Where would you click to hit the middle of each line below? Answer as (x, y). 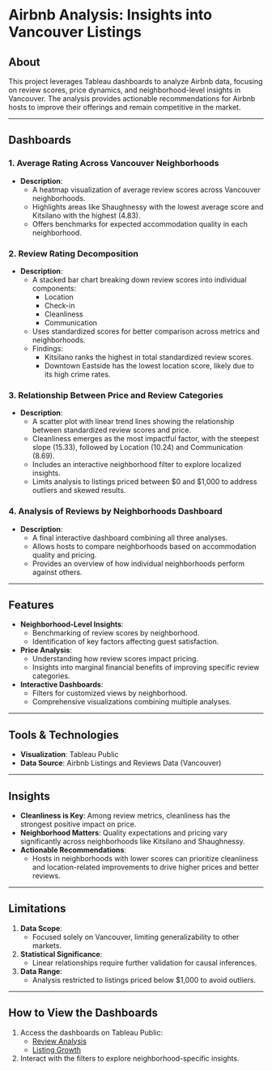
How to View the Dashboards (83, 1013)
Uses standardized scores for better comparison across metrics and (146, 331)
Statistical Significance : (61, 954)
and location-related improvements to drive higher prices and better (145, 867)
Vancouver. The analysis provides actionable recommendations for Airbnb (132, 98)
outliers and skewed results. (79, 491)
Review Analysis (59, 1041)
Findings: (47, 348)
